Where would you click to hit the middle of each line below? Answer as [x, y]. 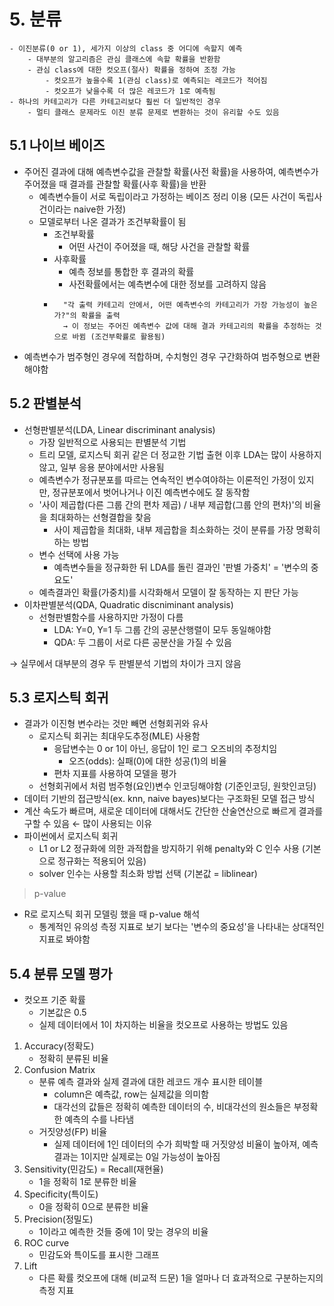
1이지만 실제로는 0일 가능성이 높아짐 [150, 1157]
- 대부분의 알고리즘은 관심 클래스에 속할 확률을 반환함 [124, 59]
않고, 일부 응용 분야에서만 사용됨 [101, 467]
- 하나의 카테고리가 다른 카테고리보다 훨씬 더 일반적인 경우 [115, 101]
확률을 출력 [100, 315]
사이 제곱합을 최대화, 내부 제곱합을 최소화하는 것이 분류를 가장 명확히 [187, 529]
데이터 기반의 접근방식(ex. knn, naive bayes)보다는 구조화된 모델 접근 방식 [169, 799]
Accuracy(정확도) [59, 1046]
